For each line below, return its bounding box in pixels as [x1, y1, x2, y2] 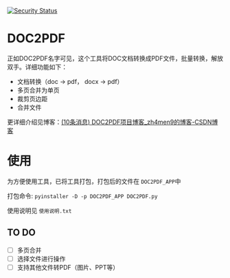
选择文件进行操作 [16, 255, 66, 263]
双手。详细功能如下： [7, 63, 67, 71]
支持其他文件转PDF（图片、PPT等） [16, 263, 119, 271]
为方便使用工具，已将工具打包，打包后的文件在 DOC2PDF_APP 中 [7, 177, 181, 185]
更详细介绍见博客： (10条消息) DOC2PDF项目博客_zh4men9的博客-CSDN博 [7, 118, 218, 126]
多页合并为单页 [16, 86, 60, 94]
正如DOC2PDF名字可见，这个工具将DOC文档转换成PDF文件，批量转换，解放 [7, 54, 224, 62]
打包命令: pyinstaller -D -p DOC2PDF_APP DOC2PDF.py [7, 191, 158, 200]
